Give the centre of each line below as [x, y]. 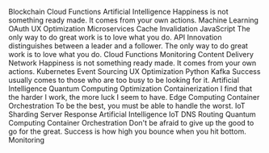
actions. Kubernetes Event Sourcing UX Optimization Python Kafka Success [134, 71]
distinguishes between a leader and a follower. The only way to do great [128, 46]
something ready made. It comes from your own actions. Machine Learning [133, 20]
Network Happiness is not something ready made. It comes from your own [132, 63]
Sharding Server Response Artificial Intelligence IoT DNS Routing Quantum [132, 114]
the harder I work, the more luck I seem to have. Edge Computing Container [134, 97]
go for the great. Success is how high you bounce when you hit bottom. [127, 131]
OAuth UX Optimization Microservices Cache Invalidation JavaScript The [129, 29]
